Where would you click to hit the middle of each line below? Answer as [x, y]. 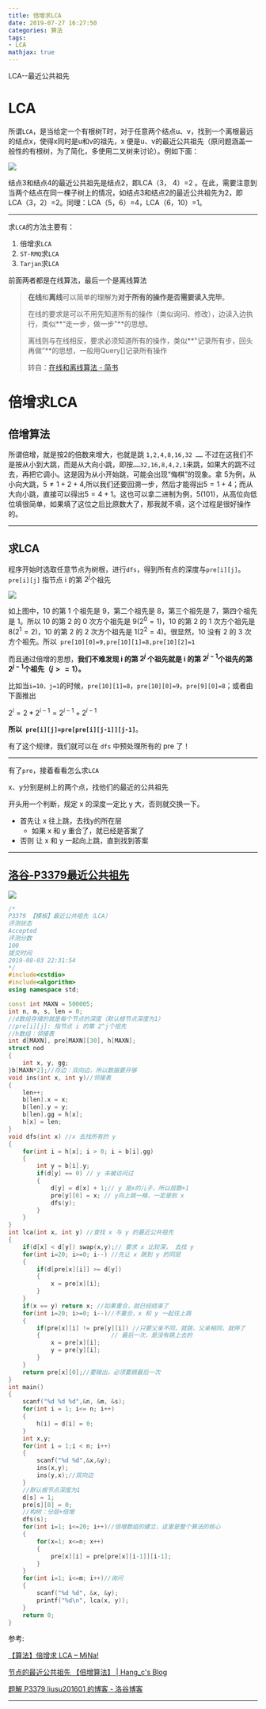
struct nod [26, 1049]
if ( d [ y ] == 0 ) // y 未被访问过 [85, 1174]
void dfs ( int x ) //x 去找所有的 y [62, 1136]
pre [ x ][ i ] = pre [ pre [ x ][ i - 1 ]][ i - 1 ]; [111, 1556]
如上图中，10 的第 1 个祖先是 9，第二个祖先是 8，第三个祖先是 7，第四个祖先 [133, 611]
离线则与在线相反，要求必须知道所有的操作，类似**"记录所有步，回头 [140, 341]
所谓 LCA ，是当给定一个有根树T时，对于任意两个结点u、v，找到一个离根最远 [131, 131]
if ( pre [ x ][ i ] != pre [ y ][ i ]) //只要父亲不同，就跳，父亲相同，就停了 [141, 1328]
